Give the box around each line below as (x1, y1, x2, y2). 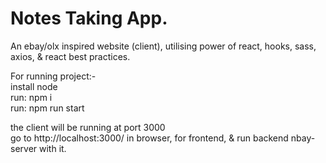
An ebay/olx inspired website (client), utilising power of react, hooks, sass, (10, 40, 317, 52)
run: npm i (10, 91, 53, 103)
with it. (39, 142, 67, 154)
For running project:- (10, 70, 97, 82)
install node (10, 80, 58, 92)
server (10, 142, 38, 154)
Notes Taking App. (10, 7, 168, 30)
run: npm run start (10, 102, 85, 114)
